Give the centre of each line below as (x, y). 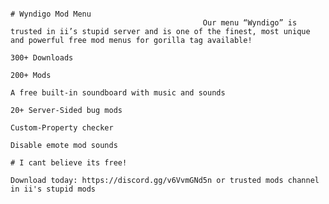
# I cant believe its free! (69, 163)
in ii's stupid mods (53, 189)
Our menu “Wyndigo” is (250, 23)
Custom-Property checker (62, 128)
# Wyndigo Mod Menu (51, 14)
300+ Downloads (42, 58)
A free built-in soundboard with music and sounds (118, 93)
